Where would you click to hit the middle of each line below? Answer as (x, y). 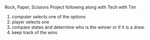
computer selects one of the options (49, 17)
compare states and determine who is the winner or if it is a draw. (78, 27)
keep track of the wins (35, 32)
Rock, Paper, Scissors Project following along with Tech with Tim (70, 7)
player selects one (31, 22)
